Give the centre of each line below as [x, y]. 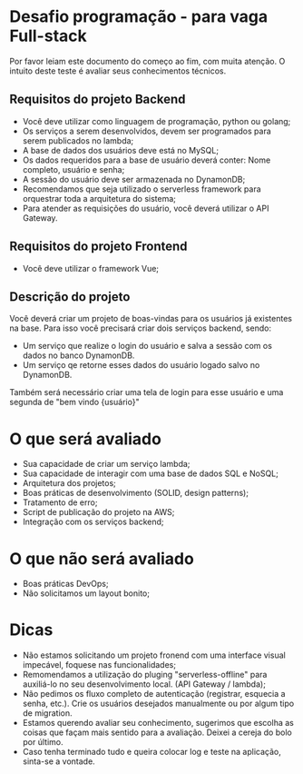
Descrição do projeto [70, 297]
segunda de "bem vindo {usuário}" [74, 402]
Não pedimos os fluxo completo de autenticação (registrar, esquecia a [154, 694]
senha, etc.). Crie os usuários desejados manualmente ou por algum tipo [158, 704]
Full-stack [49, 36]
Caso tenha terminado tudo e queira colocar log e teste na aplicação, [151, 752]
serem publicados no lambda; [78, 140]
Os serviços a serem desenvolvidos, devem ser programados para [147, 131]
